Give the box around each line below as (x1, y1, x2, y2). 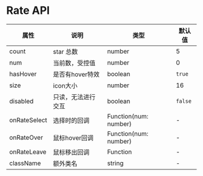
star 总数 (53, 47, 78, 56)
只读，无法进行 (53, 93, 95, 101)
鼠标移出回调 (53, 148, 89, 156)
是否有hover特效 (53, 70, 100, 79)
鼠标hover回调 (53, 134, 94, 142)
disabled (9, 97, 34, 105)
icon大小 (53, 81, 77, 90)
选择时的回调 (53, 116, 89, 125)
